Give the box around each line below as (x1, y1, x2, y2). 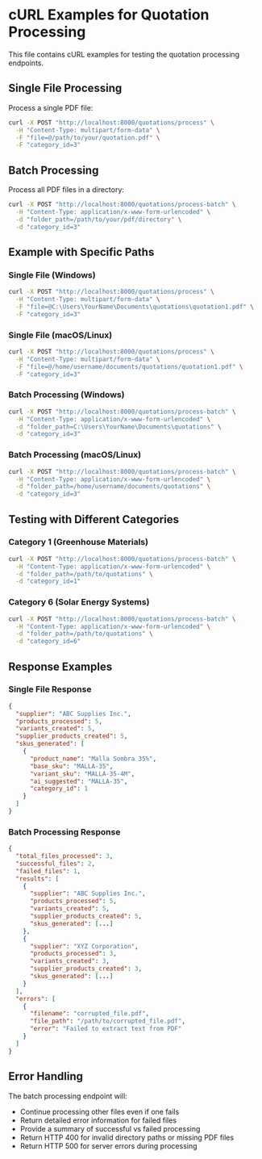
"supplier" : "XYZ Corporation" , (29, 942, 139, 950)
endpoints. (8, 58, 44, 68)
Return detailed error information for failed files (19, 1115, 177, 1125)
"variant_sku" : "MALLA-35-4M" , (29, 769, 135, 778)
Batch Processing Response (8, 826, 121, 837)
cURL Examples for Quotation (8, 6, 210, 24)
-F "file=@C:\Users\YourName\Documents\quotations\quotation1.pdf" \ (15, 303, 254, 311)
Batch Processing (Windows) (8, 389, 125, 400)
